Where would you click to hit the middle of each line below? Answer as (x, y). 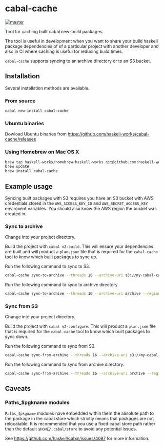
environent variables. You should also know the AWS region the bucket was (81, 208)
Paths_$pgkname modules (37, 402)
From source (20, 101)
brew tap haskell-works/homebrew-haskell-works (54, 162)
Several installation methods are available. (47, 88)
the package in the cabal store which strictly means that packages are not (80, 418)
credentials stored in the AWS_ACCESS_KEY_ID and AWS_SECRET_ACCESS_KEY (76, 203)
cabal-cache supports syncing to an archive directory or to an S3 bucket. (78, 61)
